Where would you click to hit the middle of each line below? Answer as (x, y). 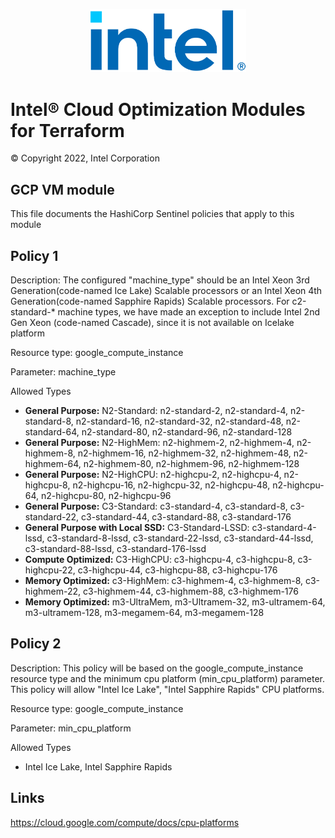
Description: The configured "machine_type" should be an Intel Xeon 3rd (160, 280)
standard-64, (52, 432)
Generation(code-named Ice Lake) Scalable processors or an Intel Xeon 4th (166, 291)
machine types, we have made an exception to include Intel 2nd (188, 312)
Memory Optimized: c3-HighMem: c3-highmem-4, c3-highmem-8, (164, 581)
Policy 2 (36, 644)
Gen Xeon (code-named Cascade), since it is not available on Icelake (152, 323)
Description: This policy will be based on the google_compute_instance (157, 668)
